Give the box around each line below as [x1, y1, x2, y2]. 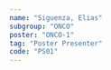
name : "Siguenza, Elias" [9, 13, 103, 23]
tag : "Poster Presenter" [9, 38, 103, 48]
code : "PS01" [9, 47, 59, 56]
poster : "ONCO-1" [9, 30, 75, 39]
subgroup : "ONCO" [9, 22, 75, 31]
